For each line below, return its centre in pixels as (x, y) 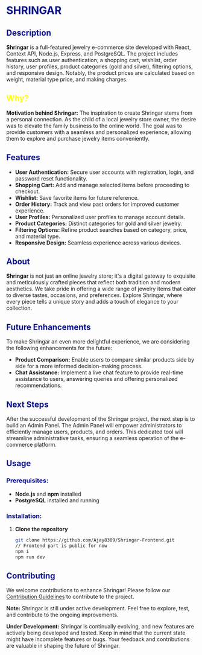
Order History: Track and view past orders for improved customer (97, 204)
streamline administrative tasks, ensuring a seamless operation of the (93, 438)
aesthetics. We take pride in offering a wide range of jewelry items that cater (101, 289)
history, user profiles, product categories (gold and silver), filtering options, (99, 66)
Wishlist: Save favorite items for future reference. (77, 197)
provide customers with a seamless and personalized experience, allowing (99, 132)
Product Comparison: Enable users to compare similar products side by (105, 360)
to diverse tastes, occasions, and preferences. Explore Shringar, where (94, 295)
